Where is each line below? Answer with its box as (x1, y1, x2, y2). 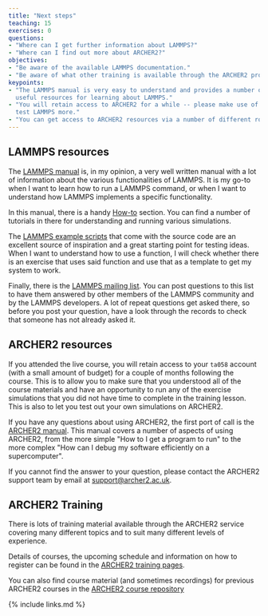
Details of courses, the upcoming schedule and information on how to (8, 552, 238, 562)
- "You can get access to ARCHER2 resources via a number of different (8, 116, 251, 124)
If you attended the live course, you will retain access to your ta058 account (8, 359, 257, 368)
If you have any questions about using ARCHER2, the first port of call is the (8, 417, 255, 427)
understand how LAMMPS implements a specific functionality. (8, 192, 213, 201)
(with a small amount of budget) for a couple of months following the (8, 368, 234, 377)
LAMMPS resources (8, 145, 109, 159)
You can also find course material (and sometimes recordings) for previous (8, 576, 254, 586)
